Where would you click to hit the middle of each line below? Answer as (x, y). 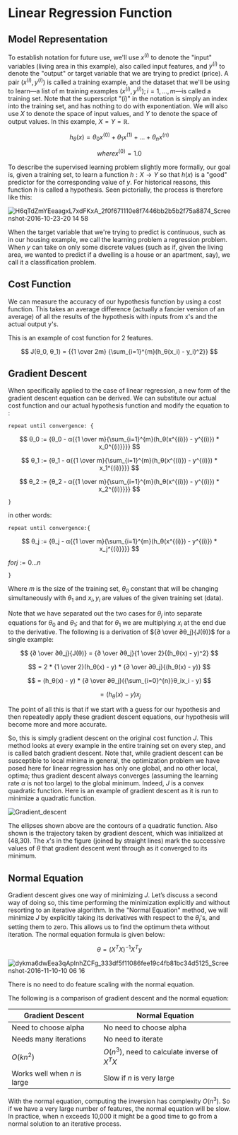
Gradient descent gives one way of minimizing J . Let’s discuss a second (113, 895)
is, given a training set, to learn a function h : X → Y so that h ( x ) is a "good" (118, 174)
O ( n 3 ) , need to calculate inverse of (160, 1051)
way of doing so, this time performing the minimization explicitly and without (119, 903)
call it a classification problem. (52, 262)
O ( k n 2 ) (23, 1056)
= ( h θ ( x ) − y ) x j (120, 695)
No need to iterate (133, 1039)
